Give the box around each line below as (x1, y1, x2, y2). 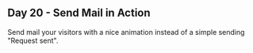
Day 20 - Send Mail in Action (7, 6, 151, 20)
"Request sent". (7, 36, 59, 45)
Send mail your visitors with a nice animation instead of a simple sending (7, 27, 245, 36)
